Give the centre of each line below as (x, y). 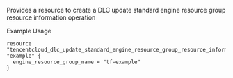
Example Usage (29, 31)
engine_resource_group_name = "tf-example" (77, 62)
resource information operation (51, 17)
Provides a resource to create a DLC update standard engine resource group (116, 10)
